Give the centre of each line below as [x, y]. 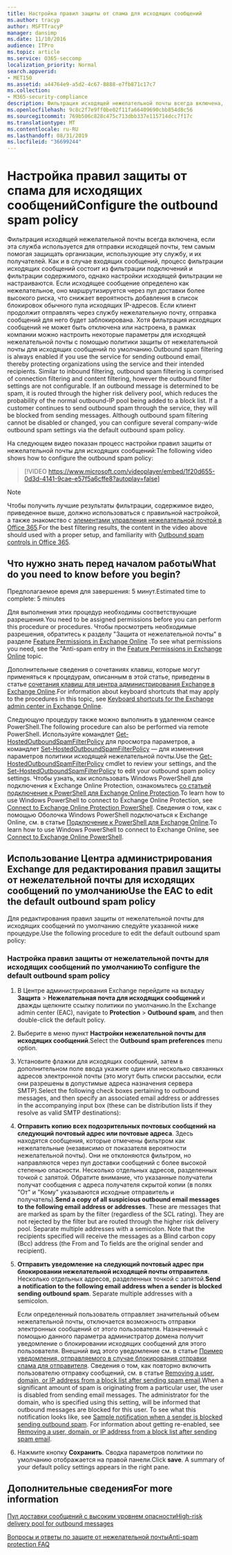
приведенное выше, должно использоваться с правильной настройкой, [114, 513]
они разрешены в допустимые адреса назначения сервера [105, 1083]
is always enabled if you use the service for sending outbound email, [105, 357]
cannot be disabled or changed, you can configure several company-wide [113, 423]
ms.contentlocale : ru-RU [43, 129]
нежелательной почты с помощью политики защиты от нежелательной [113, 342]
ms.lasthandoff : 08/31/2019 [48, 135]
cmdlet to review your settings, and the [161, 763]
